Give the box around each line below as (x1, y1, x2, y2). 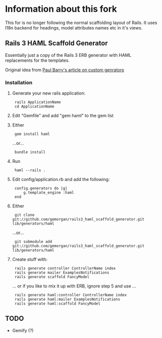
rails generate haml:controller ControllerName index (14, 293, 127, 298)
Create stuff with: (12, 257, 48, 262)
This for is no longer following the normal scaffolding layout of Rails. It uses (5, 20, 158, 26)
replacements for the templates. (5, 57, 70, 63)
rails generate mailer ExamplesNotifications (14, 270, 109, 275)
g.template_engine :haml (23, 190, 75, 195)
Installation (5, 79, 33, 86)
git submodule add (14, 239, 53, 244)
